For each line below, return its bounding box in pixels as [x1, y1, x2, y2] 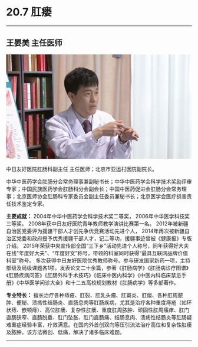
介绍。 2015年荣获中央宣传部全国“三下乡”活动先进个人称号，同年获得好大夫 [6, 243, 189, 250]
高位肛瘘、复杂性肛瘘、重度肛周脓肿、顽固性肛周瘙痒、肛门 [44, 306, 190, 313]
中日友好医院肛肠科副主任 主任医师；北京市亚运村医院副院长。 [6, 166, 157, 173]
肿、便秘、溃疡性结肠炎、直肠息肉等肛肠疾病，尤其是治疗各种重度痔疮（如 [6, 299, 187, 306]
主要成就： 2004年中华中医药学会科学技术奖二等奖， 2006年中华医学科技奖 [6, 213, 190, 220]
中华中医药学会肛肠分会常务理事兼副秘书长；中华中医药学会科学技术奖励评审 [6, 178, 192, 185]
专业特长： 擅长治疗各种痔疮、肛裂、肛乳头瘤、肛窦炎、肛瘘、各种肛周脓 [6, 292, 183, 299]
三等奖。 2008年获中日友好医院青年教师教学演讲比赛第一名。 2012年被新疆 [6, 220, 189, 227]
